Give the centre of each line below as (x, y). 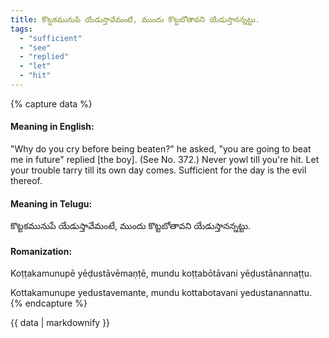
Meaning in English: (52, 127)
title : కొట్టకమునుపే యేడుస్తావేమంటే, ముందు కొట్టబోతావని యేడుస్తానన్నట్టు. (135, 19)
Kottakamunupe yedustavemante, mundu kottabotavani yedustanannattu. (161, 293)
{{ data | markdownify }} (60, 323)
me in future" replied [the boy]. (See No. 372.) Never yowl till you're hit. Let (165, 160)
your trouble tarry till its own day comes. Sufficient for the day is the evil (158, 170)
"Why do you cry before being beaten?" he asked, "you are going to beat (161, 149)
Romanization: (41, 251)
